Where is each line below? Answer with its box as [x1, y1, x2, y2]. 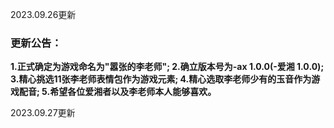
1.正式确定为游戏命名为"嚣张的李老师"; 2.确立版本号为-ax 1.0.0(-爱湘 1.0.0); [10, 61, 325, 73]
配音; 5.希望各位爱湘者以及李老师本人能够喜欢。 [18, 86, 217, 98]
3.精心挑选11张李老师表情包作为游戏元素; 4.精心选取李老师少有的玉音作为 [10, 73, 312, 85]
